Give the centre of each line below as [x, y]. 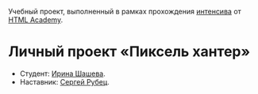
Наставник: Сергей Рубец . [64, 81]
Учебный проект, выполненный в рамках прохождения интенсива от [125, 11]
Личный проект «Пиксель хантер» [129, 52]
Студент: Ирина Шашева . [62, 73]
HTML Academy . [36, 20]
